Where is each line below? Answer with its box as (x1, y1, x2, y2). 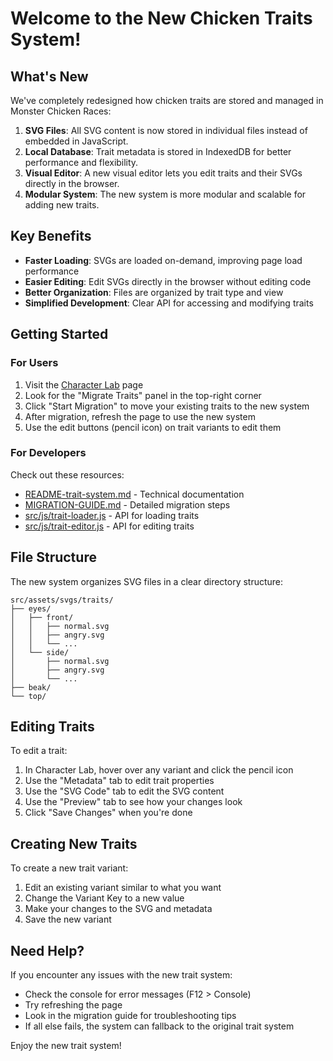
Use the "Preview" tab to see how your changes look (24, 796, 243, 808)
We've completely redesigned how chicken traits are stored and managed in (10, 95, 324, 106)
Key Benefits (10, 228, 92, 245)
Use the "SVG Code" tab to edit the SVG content (24, 785, 225, 797)
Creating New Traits (10, 835, 138, 852)
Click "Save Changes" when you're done (24, 807, 193, 819)
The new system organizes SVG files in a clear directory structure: (10, 575, 284, 587)
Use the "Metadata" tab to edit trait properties (24, 775, 215, 787)
